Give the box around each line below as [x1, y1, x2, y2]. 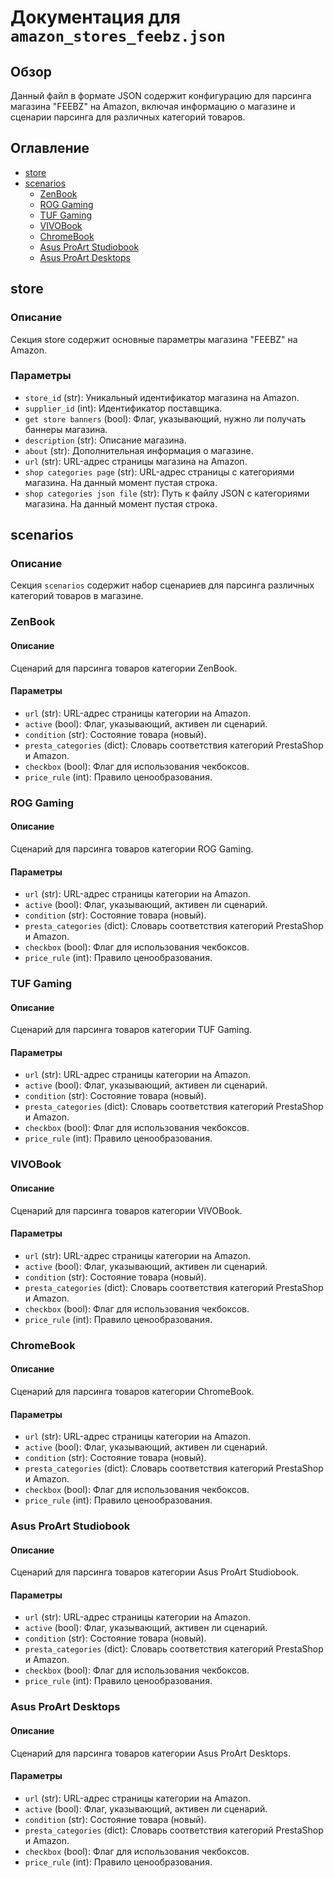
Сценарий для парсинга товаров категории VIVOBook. [10, 1204, 243, 1216]
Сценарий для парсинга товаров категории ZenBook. [10, 662, 238, 674]
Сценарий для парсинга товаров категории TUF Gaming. [10, 1024, 253, 1036]
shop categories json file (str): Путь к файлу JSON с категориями [24, 487, 310, 499]
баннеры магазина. [24, 423, 108, 435]
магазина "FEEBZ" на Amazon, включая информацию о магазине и [10, 101, 296, 112]
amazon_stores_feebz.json [10, 27, 226, 46]
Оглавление [10, 140, 90, 157]
